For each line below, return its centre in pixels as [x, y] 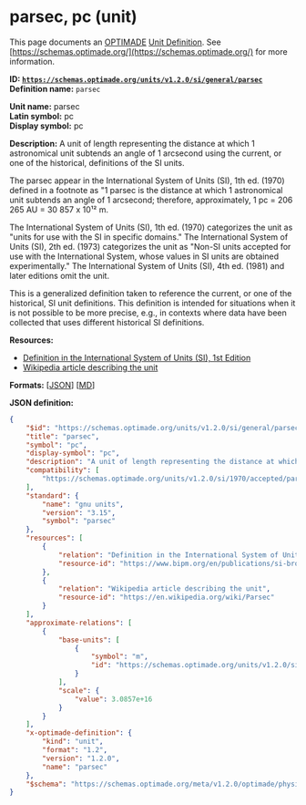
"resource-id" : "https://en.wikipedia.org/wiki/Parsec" [166, 598]
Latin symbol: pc [42, 116]
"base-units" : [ [89, 640]
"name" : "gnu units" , [83, 504]
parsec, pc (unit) [74, 17]
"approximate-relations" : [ [79, 623]
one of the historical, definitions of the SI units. [97, 162]
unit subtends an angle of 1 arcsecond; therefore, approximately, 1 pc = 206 [151, 200]
